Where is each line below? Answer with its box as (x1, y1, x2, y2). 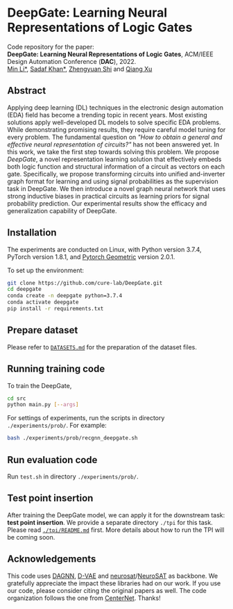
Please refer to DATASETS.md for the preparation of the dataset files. (7, 342, 198, 351)
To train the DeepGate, (7, 381, 72, 390)
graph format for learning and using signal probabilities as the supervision (7, 177, 218, 185)
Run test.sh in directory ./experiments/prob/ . (7, 472, 139, 481)
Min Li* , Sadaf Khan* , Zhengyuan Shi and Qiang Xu (7, 65, 153, 73)
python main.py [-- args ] (7, 401, 79, 408)
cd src (7, 394, 26, 402)
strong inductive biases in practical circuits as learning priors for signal (7, 192, 209, 200)
